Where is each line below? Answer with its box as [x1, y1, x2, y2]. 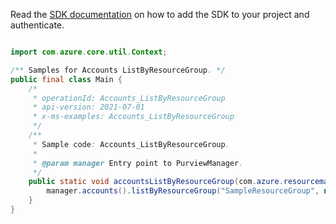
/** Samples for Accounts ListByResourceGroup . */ [10, 65, 226, 75]
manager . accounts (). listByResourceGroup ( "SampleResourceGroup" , [46, 186, 320, 196]
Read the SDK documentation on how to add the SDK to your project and [10, 9, 310, 20]
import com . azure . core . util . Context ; [10, 47, 168, 57]
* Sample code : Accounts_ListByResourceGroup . [32, 139, 230, 149]
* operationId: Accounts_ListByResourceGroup [32, 93, 226, 103]
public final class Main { [10, 74, 123, 84]
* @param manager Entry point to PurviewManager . [32, 158, 244, 168]
